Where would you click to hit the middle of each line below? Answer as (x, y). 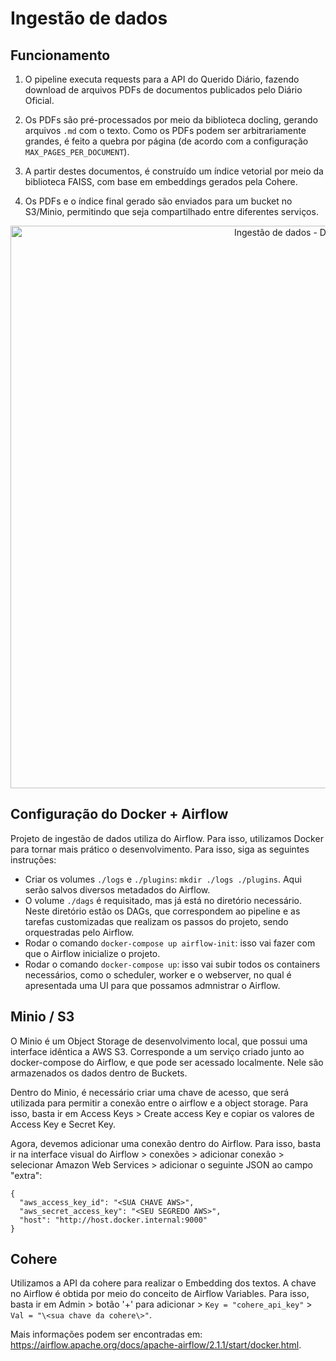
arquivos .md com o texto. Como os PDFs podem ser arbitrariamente (165, 130)
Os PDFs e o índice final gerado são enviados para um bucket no (158, 201)
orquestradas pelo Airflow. (79, 932)
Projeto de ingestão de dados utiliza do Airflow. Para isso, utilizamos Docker (167, 838)
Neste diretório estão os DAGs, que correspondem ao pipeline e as (162, 911)
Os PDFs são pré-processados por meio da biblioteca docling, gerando (171, 120)
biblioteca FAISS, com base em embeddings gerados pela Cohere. (161, 181)
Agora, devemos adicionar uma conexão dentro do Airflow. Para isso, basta (166, 1143)
